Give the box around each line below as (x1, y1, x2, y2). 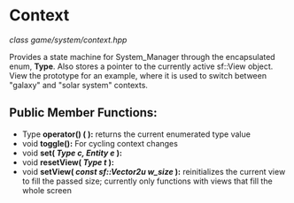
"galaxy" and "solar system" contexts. (9, 79, 149, 90)
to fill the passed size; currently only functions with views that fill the (21, 176, 273, 186)
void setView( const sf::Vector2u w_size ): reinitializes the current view (21, 166, 286, 177)
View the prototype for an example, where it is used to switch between (9, 70, 267, 80)
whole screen (21, 184, 73, 195)
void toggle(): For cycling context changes (21, 138, 179, 148)
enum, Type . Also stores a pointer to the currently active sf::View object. (9, 61, 274, 71)
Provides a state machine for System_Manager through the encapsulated (9, 51, 276, 62)
